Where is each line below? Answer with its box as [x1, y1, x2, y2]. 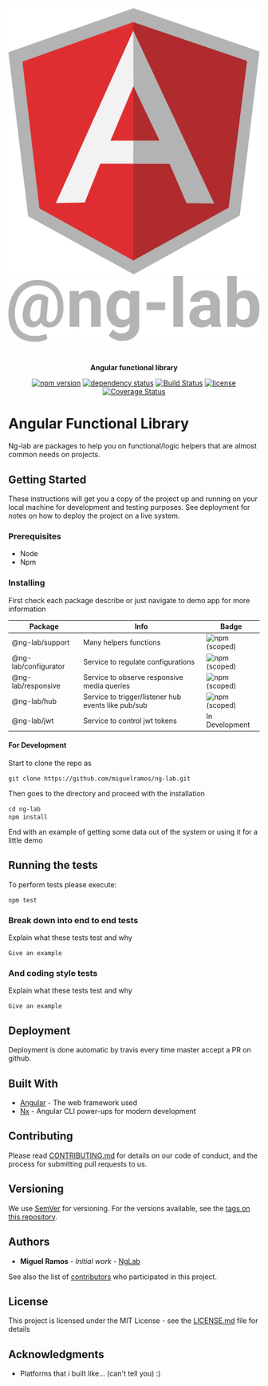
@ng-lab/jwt [11, 716, 54, 725]
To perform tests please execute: [8, 879, 117, 889]
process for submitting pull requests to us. [8, 1159, 148, 1168]
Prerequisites [8, 531, 61, 542]
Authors [8, 1235, 50, 1249]
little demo [8, 835, 43, 845]
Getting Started [8, 472, 87, 486]
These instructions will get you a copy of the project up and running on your [8, 494, 258, 503]
